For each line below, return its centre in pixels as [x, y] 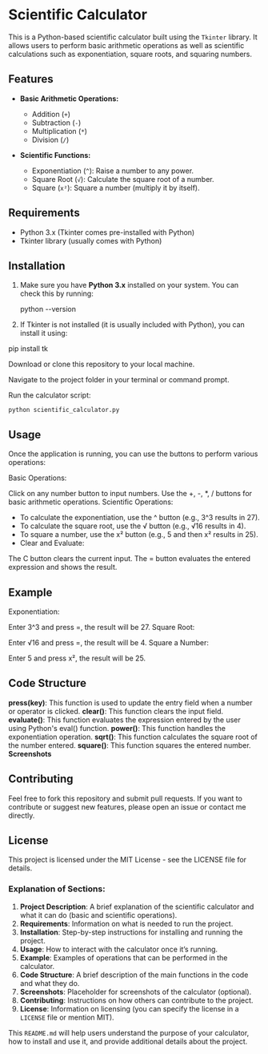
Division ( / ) [50, 139]
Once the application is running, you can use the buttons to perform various [133, 454]
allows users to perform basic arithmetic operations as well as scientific [126, 45]
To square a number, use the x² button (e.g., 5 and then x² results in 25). [139, 535]
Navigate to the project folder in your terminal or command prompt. [119, 380]
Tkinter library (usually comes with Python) [91, 240]
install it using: [44, 333]
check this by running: [56, 293]
